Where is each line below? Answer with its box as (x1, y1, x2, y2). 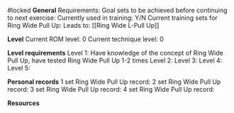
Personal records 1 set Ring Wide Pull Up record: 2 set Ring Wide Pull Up (7, 77, 221, 86)
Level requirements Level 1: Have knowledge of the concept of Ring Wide (7, 49, 223, 57)
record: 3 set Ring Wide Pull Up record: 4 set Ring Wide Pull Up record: (7, 85, 215, 93)
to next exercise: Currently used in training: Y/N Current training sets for (7, 14, 218, 22)
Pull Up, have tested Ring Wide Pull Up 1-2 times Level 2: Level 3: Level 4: (7, 56, 223, 65)
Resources (7, 99, 40, 107)
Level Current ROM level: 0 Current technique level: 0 (7, 35, 165, 43)
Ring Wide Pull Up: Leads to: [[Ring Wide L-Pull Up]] (7, 21, 160, 29)
